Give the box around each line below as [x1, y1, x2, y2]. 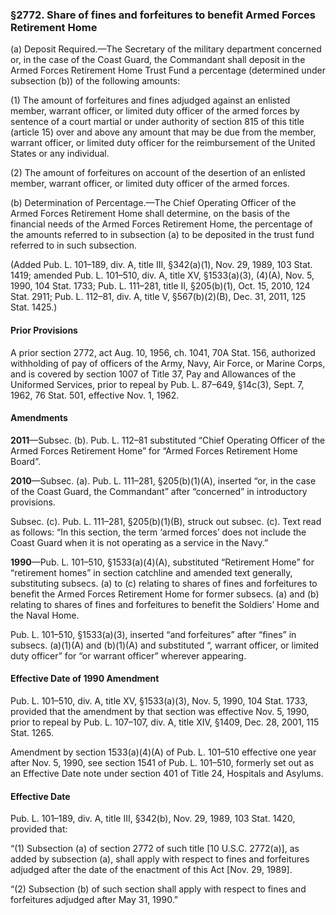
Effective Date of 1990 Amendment [10, 673, 160, 685]
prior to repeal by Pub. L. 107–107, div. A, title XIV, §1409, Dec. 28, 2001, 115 [10, 716, 320, 728]
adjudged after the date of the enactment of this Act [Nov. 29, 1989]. [10, 864, 293, 876]
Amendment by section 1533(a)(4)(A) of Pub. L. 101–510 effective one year [10, 746, 317, 758]
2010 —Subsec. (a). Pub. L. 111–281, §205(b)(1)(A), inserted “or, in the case [10, 474, 317, 487]
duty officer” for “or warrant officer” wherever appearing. [10, 649, 247, 662]
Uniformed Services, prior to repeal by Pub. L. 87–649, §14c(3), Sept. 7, [10, 378, 305, 390]
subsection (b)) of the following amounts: [10, 75, 181, 87]
